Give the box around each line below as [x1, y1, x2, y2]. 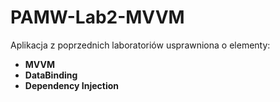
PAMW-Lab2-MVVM [10, 6, 185, 29]
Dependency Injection [24, 79, 119, 91]
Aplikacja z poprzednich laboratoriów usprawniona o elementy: [10, 39, 271, 51]
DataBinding [24, 69, 78, 81]
